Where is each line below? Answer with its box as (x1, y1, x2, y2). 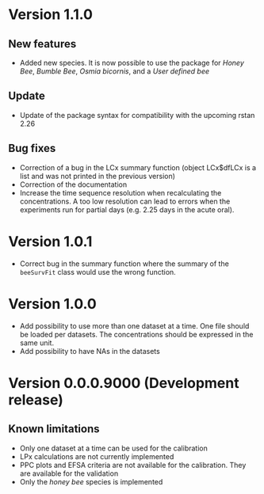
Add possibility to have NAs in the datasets (19, 346, 160, 355)
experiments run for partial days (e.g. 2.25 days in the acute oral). (19, 204, 235, 215)
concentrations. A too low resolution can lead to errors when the (19, 196, 231, 206)
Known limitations (8, 422, 100, 436)
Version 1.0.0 (8, 294, 97, 313)
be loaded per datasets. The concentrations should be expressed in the (19, 329, 254, 339)
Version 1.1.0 (8, 6, 94, 24)
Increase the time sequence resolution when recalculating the (19, 188, 222, 197)
